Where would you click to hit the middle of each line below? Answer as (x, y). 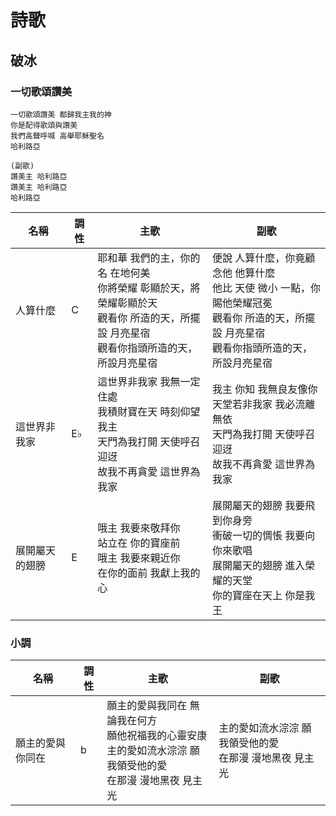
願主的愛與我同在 (147, 706)
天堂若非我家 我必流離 (264, 404)
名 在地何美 (124, 273)
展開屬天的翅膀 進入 (259, 565)
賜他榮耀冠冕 (242, 303)
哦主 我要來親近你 (139, 558)
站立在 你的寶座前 (139, 543)
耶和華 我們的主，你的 (149, 258)
